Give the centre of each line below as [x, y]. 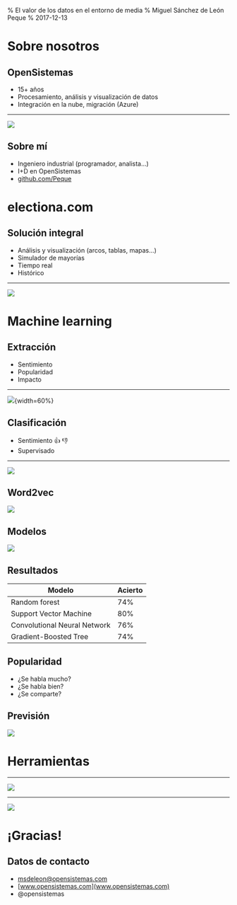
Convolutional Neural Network [61, 626]
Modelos [27, 531]
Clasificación [37, 423]
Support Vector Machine [51, 613]
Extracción [32, 347]
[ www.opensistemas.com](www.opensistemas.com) [93, 886]
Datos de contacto [49, 861]
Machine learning [60, 321]
